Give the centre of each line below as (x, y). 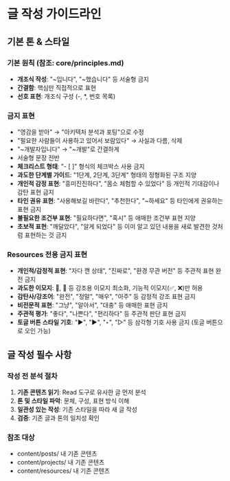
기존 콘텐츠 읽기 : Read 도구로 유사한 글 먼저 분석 (81, 392)
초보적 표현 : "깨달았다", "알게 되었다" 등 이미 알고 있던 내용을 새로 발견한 (114, 227)
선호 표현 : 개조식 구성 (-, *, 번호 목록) (66, 96)
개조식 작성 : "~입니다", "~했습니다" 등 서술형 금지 (83, 79)
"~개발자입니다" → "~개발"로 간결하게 (68, 149)
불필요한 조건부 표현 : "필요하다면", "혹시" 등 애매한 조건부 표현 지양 (106, 218)
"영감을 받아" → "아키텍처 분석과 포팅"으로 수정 (80, 132)
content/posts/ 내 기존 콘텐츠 (57, 454)
